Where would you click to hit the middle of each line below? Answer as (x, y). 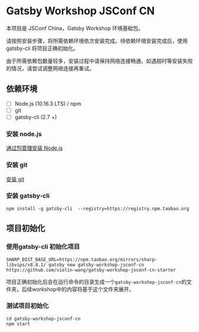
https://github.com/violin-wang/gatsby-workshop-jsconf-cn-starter (91, 270)
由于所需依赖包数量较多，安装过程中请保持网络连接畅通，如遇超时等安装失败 (99, 61)
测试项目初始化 (28, 306)
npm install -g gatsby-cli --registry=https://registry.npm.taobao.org (98, 209)
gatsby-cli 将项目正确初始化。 (42, 48)
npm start (18, 324)
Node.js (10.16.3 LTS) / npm (48, 104)
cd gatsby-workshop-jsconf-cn (44, 319)
